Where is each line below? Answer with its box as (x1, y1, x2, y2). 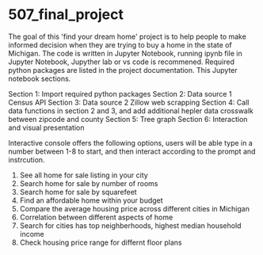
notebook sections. (8, 74, 71, 83)
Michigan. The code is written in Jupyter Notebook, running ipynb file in (8, 48, 243, 58)
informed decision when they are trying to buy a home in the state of (8, 40, 232, 49)
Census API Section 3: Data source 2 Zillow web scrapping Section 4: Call (8, 97, 250, 107)
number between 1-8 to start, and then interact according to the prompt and (8, 147, 256, 156)
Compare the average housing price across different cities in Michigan (19, 204, 250, 213)
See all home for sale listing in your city (19, 170, 148, 180)
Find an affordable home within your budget (19, 196, 164, 205)
